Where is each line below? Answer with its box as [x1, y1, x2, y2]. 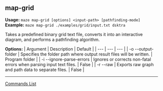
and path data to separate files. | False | [5, 67, 84, 73]
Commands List [5, 80, 36, 87]
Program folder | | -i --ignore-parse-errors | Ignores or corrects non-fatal [5, 56, 151, 62]
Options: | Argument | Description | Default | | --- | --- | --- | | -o [5, 46, 134, 52]
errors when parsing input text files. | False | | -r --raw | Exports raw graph [5, 61, 154, 67]
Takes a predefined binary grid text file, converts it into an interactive [5, 31, 143, 37]
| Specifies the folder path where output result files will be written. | [17, 51, 153, 57]
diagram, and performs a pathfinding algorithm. [5, 36, 100, 42]
